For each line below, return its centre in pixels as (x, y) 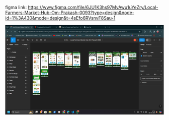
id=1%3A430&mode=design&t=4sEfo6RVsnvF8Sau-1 (60, 18)
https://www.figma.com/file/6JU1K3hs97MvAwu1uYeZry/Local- (93, 7)
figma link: (16, 7)
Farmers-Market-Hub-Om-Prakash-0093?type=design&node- (70, 13)
